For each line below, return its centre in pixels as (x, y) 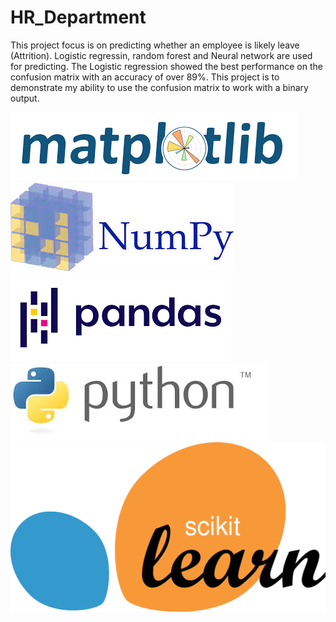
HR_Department (78, 17)
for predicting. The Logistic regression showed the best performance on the (166, 66)
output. (25, 98)
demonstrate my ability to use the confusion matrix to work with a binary (159, 87)
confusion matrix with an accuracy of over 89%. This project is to (145, 77)
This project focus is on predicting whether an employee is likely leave (155, 45)
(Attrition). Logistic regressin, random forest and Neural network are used (161, 55)
